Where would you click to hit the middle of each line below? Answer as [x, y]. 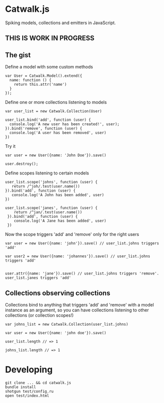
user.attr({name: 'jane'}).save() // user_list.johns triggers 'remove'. [82, 274]
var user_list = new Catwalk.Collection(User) [54, 111]
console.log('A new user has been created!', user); [65, 124]
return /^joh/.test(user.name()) [46, 186]
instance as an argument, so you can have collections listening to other [77, 310]
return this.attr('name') [41, 85]
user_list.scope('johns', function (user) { [51, 182]
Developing [29, 370]
